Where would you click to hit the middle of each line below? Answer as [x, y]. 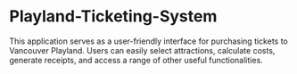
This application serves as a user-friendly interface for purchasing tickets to [148, 41]
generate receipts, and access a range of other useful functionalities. [136, 60]
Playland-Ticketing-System [113, 16]
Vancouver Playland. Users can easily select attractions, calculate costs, [142, 50]
